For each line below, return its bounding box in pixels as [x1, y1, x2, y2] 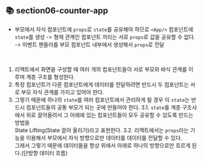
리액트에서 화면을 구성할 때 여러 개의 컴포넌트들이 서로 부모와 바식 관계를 [14, 65, 187, 72]
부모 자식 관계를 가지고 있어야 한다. [21, 88, 104, 96]
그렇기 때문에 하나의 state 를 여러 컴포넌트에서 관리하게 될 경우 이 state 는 [14, 96, 190, 103]
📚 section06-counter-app [5, 5, 109, 16]
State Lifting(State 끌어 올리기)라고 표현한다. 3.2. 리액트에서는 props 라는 [14, 126, 190, 133]
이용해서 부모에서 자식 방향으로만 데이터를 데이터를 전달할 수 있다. [26, 134, 182, 141]
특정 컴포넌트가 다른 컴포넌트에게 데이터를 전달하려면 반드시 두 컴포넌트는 [14, 80, 190, 88]
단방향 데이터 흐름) [23, 149, 68, 157]
